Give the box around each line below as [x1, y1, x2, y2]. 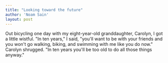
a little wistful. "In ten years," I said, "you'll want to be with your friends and [5, 36, 163, 42]
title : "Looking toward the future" [5, 7, 83, 13]
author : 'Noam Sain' [5, 12, 49, 17]
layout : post [5, 17, 33, 22]
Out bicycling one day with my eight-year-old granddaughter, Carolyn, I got [5, 31, 163, 37]
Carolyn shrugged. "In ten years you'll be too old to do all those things [5, 46, 152, 53]
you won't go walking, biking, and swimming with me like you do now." [5, 41, 153, 47]
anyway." [5, 52, 24, 58]
